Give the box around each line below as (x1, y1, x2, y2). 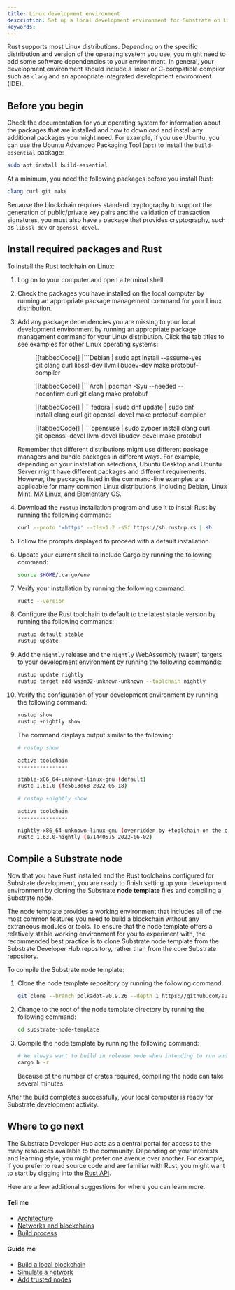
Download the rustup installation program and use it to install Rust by (17, 503, 217, 511)
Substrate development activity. (7, 1100, 99, 1109)
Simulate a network (17, 1268, 73, 1276)
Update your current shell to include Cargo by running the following (17, 550, 212, 559)
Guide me (7, 1244, 36, 1254)
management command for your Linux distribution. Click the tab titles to (17, 332, 225, 340)
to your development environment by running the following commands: (17, 658, 222, 666)
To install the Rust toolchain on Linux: (7, 262, 115, 270)
